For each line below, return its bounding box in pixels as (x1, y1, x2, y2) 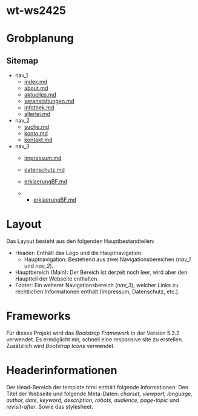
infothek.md (24, 104, 54, 111)
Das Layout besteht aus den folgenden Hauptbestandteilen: (6, 237, 155, 245)
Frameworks (6, 309, 71, 323)
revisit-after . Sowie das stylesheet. (6, 403, 93, 410)
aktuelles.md (24, 91, 56, 98)
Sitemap (6, 55, 39, 66)
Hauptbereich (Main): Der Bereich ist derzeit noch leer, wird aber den (15, 268, 188, 276)
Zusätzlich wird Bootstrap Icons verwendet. (6, 343, 115, 350)
